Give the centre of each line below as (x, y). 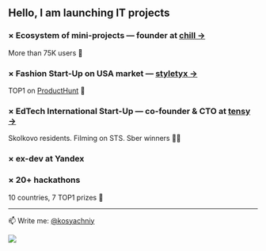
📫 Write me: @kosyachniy (51, 220)
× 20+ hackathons (44, 180)
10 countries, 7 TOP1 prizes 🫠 (56, 197)
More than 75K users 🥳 (46, 53)
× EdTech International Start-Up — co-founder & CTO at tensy (129, 111)
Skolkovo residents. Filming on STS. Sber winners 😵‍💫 (95, 139)
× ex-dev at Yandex (46, 159)
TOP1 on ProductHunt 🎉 (47, 90)
